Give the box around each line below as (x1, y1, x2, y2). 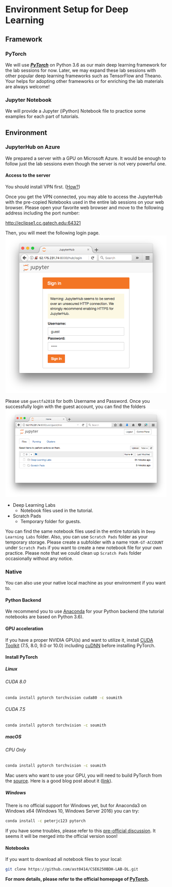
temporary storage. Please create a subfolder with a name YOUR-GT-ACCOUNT (5, 539, 164, 545)
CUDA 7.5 (5, 706, 26, 712)
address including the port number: (5, 210, 80, 216)
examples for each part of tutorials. (5, 114, 80, 120)
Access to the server (5, 172, 51, 179)
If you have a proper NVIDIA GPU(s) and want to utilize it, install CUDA (5, 637, 154, 643)
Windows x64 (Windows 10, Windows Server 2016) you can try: (5, 808, 140, 814)
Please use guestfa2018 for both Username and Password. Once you (5, 398, 150, 404)
